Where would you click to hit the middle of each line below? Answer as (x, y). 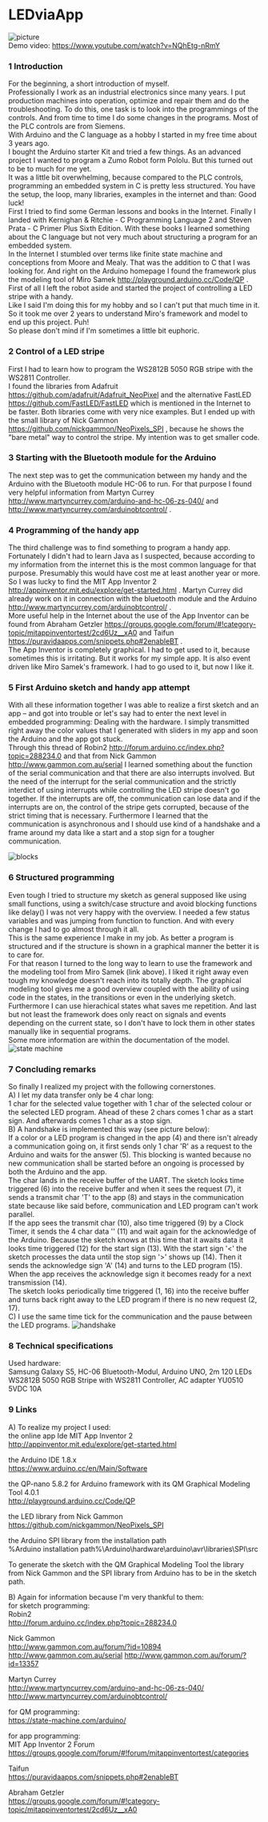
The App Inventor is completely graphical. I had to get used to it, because (129, 650)
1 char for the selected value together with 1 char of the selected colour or (130, 1104)
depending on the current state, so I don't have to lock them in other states (132, 1023)
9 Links (23, 1410)
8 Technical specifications (61, 1346)
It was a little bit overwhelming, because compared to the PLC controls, (126, 177)
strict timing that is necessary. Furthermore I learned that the (108, 816)
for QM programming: (44, 1711)
